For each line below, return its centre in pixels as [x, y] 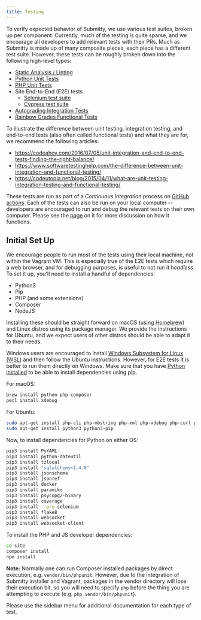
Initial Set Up [31, 241]
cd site [16, 546]
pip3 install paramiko [34, 490]
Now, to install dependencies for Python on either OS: [72, 440]
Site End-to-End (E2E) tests [49, 91]
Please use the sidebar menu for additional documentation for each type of [99, 605]
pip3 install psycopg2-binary [44, 495]
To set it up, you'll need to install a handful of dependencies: [81, 274]
